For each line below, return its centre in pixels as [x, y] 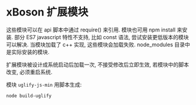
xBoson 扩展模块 [47, 12]
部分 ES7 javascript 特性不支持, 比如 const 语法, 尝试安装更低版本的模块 [101, 37]
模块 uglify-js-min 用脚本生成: [44, 84]
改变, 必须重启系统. [29, 72]
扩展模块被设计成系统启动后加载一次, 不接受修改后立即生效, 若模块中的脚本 [97, 64]
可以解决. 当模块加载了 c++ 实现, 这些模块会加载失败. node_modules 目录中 [98, 44]
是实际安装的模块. [28, 52]
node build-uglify [29, 96]
